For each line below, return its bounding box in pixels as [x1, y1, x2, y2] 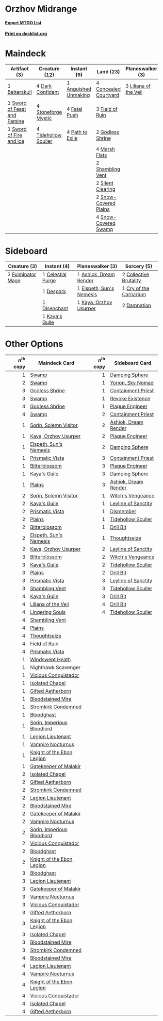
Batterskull [7, 89, 32, 96]
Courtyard [96, 92, 119, 99]
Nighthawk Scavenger [30, 664, 81, 670]
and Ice [7, 138, 25, 145]
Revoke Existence [110, 395, 150, 402]
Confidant [36, 89, 59, 96]
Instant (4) [45, 263, 70, 270]
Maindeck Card [38, 359, 75, 366]
